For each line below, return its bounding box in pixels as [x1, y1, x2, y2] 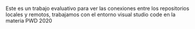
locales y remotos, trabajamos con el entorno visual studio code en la [5, 11, 176, 18]
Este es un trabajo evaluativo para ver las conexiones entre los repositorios [5, 5, 190, 12]
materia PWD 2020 [5, 17, 52, 24]
